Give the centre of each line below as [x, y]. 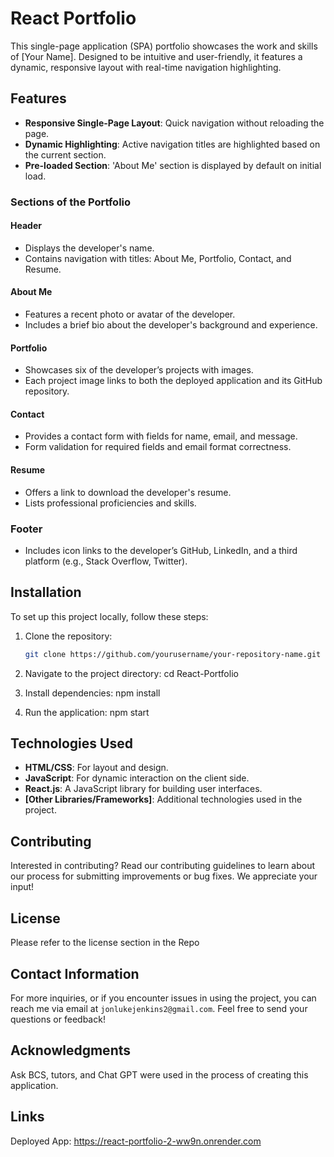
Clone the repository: [68, 636]
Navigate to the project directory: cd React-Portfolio [131, 673]
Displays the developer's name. [89, 248]
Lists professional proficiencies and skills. [110, 503]
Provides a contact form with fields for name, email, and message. [161, 436]
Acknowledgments [71, 1050]
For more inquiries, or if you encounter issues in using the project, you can [163, 998]
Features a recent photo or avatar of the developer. [130, 314]
